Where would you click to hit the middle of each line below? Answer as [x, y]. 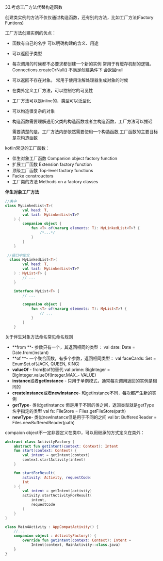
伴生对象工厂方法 [22, 192]
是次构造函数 [25, 138]
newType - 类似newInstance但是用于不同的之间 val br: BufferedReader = [84, 417]
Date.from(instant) [30, 353]
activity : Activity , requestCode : [57, 477]
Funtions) [15, 23]
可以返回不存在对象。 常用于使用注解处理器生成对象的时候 [70, 80]
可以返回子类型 [27, 53]
